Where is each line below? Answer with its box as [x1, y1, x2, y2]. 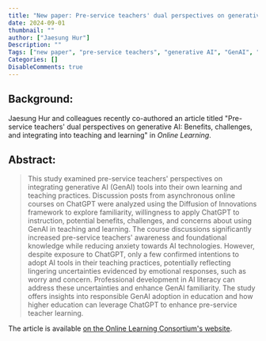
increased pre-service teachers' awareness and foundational [27, 233, 227, 242]
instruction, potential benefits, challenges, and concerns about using [27, 216, 252, 225]
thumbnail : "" [8, 26, 55, 34]
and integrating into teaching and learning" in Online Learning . [8, 130, 211, 139]
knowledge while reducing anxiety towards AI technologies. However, [27, 241, 255, 251]
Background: [8, 93, 74, 106]
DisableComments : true [8, 63, 83, 71]
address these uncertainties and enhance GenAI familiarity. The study [27, 283, 256, 293]
